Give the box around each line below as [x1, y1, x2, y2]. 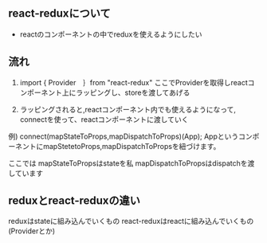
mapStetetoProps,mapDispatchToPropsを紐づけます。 [42, 141, 221, 151]
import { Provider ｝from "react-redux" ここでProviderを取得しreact [19, 77, 249, 87]
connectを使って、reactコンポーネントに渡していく [19, 114, 189, 124]
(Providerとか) [8, 226, 56, 236]
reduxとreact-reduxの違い [8, 194, 141, 208]
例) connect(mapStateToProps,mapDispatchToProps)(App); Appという [8, 131, 239, 141]
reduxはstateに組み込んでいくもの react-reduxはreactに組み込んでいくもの [8, 217, 254, 226]
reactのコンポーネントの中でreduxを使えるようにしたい [19, 29, 202, 39]
